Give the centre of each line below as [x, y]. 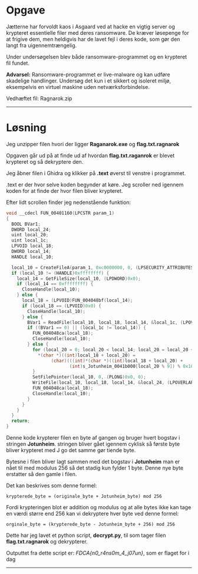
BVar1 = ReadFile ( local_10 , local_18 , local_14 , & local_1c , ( [105, 322]
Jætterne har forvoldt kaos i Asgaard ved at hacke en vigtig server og [91, 27]
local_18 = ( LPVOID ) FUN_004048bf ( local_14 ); [77, 301]
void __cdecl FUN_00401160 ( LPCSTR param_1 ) [60, 213]
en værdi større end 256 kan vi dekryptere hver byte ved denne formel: [93, 514]
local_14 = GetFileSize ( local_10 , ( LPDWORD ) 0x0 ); [79, 278]
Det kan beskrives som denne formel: [52, 486]
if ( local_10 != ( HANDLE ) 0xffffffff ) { [60, 273]
